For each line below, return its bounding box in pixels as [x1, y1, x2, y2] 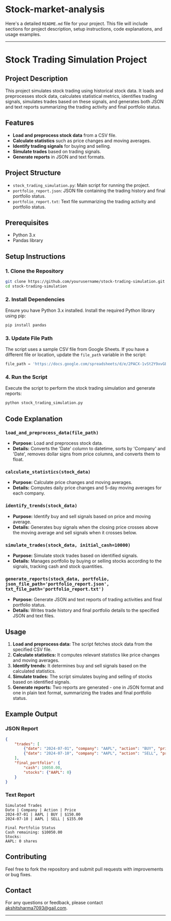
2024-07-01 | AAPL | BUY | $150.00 [5, 811, 81, 817]
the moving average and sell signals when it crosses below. [12, 529, 137, 535]
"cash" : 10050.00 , [23, 765, 63, 770]
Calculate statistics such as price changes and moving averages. [12, 138, 151, 144]
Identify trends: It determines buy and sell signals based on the [12, 663, 147, 669]
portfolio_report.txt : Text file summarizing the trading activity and [12, 198, 156, 204]
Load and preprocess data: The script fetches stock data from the [12, 641, 153, 647]
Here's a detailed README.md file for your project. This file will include [5, 20, 148, 26]
